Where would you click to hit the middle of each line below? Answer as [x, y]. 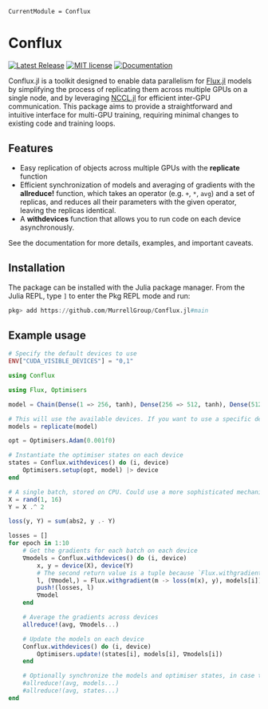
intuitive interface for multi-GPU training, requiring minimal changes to [124, 114]
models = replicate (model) [53, 427]
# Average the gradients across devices [91, 617]
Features [31, 148]
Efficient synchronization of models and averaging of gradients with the [137, 185]
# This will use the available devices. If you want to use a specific [130, 419]
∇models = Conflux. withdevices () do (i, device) [105, 558]
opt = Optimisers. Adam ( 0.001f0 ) [62, 441]
